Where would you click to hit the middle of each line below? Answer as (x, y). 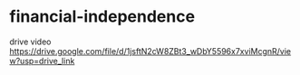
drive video (30, 42)
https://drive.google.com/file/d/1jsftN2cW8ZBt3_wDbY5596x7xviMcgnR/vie (150, 51)
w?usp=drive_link (42, 61)
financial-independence (102, 17)
